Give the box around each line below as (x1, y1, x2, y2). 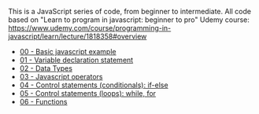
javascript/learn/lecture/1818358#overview (8, 31, 147, 41)
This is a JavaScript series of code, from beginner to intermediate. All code (8, 7, 252, 16)
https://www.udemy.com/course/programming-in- (8, 24, 172, 32)
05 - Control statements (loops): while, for (19, 89, 156, 97)
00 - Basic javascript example (19, 47, 117, 56)
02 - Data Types (19, 64, 73, 73)
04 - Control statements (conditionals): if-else (19, 80, 168, 90)
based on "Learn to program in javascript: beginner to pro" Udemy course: (8, 15, 250, 24)
